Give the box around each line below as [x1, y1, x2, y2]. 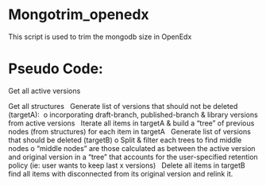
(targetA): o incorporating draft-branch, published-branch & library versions [8, 110, 258, 119]
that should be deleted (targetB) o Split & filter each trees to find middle [8, 135, 242, 145]
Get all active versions [8, 86, 81, 95]
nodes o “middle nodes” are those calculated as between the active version [8, 143, 256, 153]
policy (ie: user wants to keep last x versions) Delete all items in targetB [8, 161, 245, 170]
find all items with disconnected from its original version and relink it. [8, 169, 233, 178]
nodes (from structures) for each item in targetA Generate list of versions [8, 126, 252, 136]
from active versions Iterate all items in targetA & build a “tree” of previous [8, 118, 255, 128]
